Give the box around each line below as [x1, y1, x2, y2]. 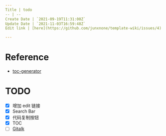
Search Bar [12, 108, 36, 115]
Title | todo [5, 7, 32, 12]
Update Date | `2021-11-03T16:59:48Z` [5, 21, 86, 26]
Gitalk [12, 126, 25, 132]
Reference [5, 52, 49, 63]
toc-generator [12, 68, 41, 74]
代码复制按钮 [12, 115, 39, 121]
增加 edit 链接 [12, 103, 41, 109]
